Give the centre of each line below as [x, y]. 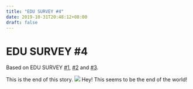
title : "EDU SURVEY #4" [35, 11]
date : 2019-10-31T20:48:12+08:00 [47, 17]
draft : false [22, 22]
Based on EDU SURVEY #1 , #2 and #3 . [52, 67]
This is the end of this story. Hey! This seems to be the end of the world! [96, 80]
